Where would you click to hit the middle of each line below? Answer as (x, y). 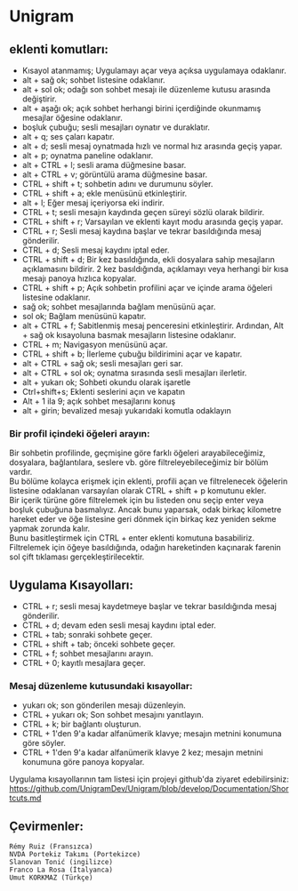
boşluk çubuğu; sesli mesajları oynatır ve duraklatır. (116, 127)
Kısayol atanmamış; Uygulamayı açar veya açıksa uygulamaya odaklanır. (154, 70)
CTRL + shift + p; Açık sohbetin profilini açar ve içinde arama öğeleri (147, 288)
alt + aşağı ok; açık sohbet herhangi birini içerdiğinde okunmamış (141, 108)
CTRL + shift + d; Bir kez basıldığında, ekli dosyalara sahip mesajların (149, 259)
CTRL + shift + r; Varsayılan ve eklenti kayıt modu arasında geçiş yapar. (153, 221)
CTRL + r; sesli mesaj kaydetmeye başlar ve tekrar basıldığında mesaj (149, 606)
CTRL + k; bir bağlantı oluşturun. (81, 724)
